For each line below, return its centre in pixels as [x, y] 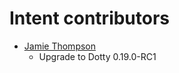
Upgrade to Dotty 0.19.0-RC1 [97, 56]
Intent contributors [90, 18]
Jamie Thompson [60, 46]
